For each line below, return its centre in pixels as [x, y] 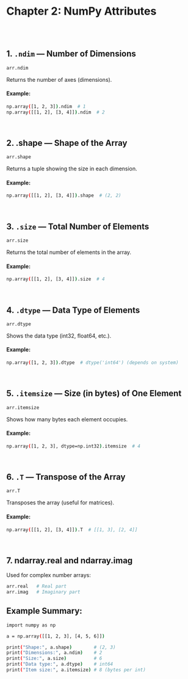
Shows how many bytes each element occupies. [67, 419]
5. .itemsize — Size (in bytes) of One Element [94, 394]
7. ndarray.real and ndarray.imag [70, 560]
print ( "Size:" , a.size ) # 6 [54, 659]
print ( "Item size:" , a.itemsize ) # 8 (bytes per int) [76, 670]
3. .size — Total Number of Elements [78, 226]
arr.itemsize [23, 407]
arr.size [17, 241]
